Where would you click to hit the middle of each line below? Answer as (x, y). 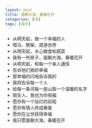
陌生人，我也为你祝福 (34, 95)
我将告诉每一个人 (30, 83)
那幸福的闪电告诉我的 (34, 76)
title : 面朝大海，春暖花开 (30, 15)
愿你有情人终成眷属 (32, 108)
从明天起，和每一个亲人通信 (41, 64)
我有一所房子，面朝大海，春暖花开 (47, 58)
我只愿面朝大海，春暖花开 (39, 120)
